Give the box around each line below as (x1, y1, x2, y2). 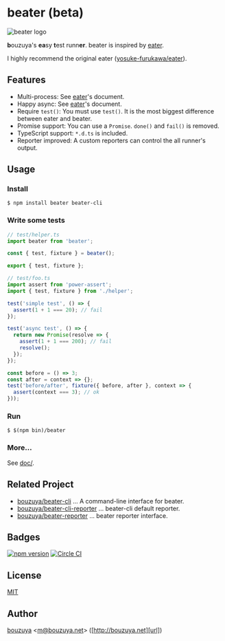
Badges (7, 531, 40, 543)
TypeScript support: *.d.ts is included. (16, 129, 128, 137)
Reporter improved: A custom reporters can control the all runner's (16, 136, 206, 144)
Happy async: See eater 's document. (16, 100, 122, 108)
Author (7, 607, 38, 620)
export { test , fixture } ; (7, 263, 84, 270)
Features (7, 74, 46, 86)
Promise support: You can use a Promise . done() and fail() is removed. (16, 122, 220, 130)
